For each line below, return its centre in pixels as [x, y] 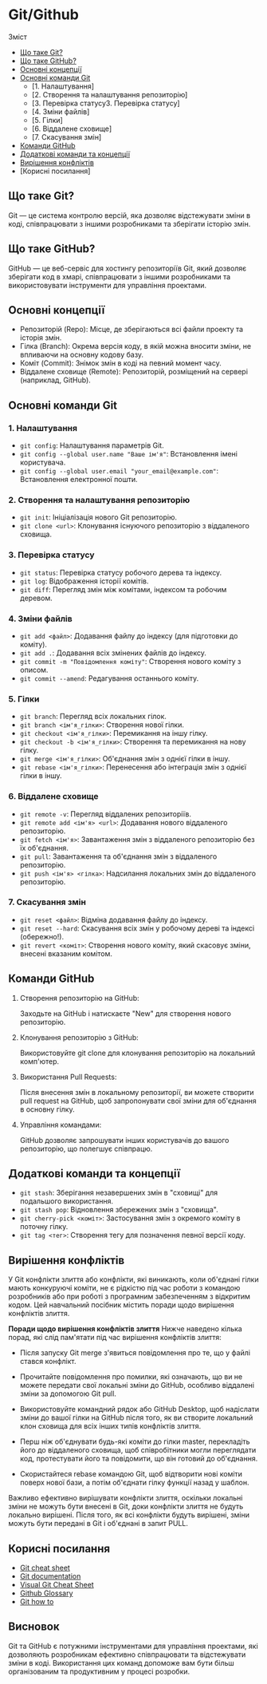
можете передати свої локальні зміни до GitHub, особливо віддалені [137, 1386]
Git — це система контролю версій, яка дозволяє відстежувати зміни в [130, 215]
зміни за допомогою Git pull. [68, 1393]
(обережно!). [42, 936]
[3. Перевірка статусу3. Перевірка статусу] [106, 103]
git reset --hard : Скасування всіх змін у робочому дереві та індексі [137, 928]
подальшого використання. [67, 1201]
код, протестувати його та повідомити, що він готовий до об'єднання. [139, 1459]
